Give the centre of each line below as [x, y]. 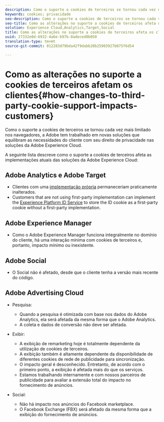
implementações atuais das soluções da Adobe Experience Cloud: [72, 160]
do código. [23, 278]
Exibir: [19, 334]
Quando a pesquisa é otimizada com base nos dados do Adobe [83, 314]
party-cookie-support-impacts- [71, 105]
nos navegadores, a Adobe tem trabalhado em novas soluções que [72, 134]
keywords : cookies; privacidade [38, 14]
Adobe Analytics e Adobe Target [56, 175]
